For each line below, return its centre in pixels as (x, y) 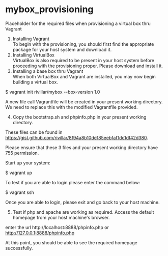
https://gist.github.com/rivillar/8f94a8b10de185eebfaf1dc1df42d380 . (77, 137)
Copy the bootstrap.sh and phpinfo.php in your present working (79, 117)
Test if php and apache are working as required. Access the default (83, 212)
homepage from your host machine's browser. (61, 217)
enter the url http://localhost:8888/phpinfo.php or (57, 227)
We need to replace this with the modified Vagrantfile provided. (72, 107)
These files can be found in (34, 132)
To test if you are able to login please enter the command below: (73, 182)
